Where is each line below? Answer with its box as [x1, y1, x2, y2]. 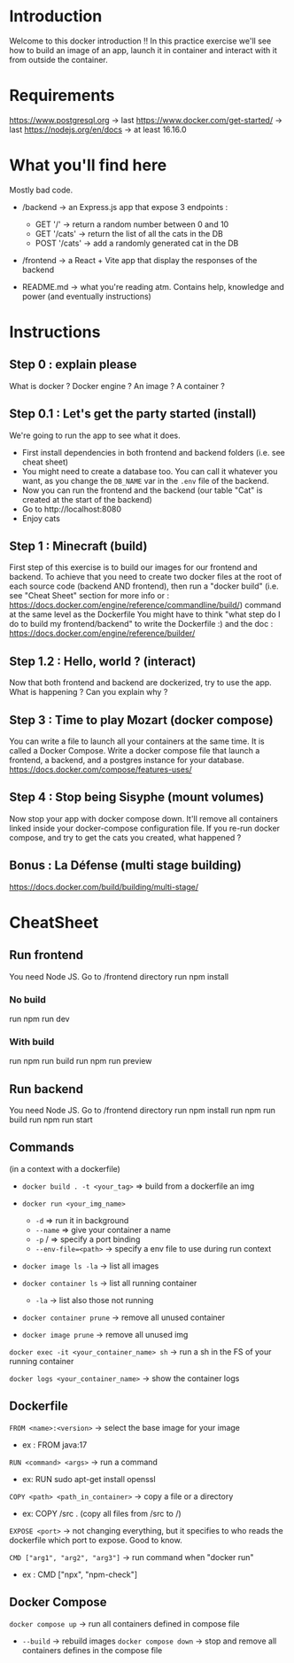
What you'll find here [9, 155, 167, 176]
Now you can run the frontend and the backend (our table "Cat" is [21, 485, 263, 496]
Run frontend [9, 948, 84, 963]
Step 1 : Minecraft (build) [9, 539, 148, 554]
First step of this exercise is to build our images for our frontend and [9, 562, 259, 573]
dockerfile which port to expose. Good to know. [9, 1534, 183, 1545]
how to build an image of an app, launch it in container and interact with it [9, 44, 277, 55]
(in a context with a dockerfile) [9, 1163, 121, 1174]
